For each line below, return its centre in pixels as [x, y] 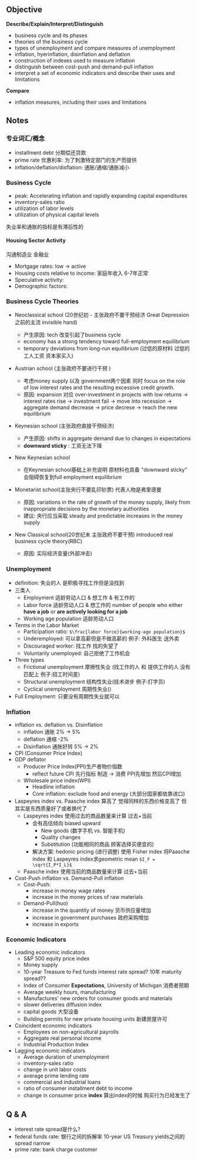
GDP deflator [30, 759]
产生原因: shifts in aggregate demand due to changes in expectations [107, 438]
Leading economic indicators [50, 953]
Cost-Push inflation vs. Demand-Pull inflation [69, 878]
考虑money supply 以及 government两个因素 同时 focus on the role [104, 381]
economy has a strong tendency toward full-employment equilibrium [106, 342]
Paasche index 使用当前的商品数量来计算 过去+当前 [86, 871]
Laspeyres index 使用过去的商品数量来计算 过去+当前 [88, 816]
